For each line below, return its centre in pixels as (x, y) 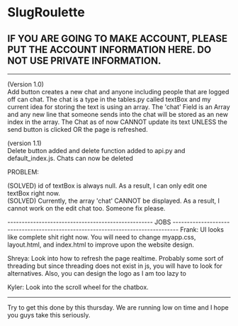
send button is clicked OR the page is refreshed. (78, 129)
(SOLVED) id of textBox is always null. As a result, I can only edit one (107, 186)
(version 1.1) (24, 143)
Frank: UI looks (202, 230)
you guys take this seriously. (49, 315)
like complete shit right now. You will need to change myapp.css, (102, 237)
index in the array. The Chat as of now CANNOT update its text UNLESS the (118, 122)
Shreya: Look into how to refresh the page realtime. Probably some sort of (116, 258)
